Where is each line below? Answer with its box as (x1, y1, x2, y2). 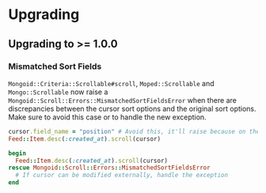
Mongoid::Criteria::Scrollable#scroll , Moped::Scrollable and (8, 78, 215, 88)
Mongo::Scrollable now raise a (8, 87, 108, 96)
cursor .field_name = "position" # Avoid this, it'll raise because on (8, 127, 246, 135)
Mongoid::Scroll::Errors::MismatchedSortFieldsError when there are (8, 95, 237, 104)
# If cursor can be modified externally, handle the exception (15, 172, 228, 180)
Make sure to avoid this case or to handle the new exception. (8, 112, 207, 122)
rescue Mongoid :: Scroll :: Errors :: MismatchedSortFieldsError (8, 164, 211, 172)
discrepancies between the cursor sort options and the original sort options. (8, 104, 256, 113)
